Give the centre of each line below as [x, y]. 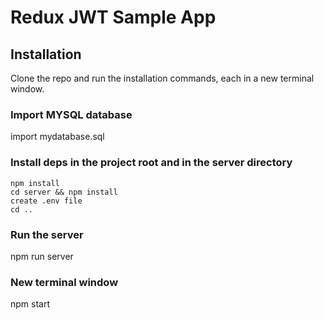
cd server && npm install [64, 192]
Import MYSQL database [71, 114]
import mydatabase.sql [57, 137]
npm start [30, 304]
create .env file [46, 201]
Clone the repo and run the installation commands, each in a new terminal [162, 78]
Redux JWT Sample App [113, 17]
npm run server [42, 256]
